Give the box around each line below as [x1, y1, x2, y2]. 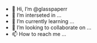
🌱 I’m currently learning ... [11, 18, 75, 24]
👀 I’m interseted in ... [11, 12, 62, 19]
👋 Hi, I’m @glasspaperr [11, 6, 68, 12]
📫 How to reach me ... [11, 31, 66, 37]
